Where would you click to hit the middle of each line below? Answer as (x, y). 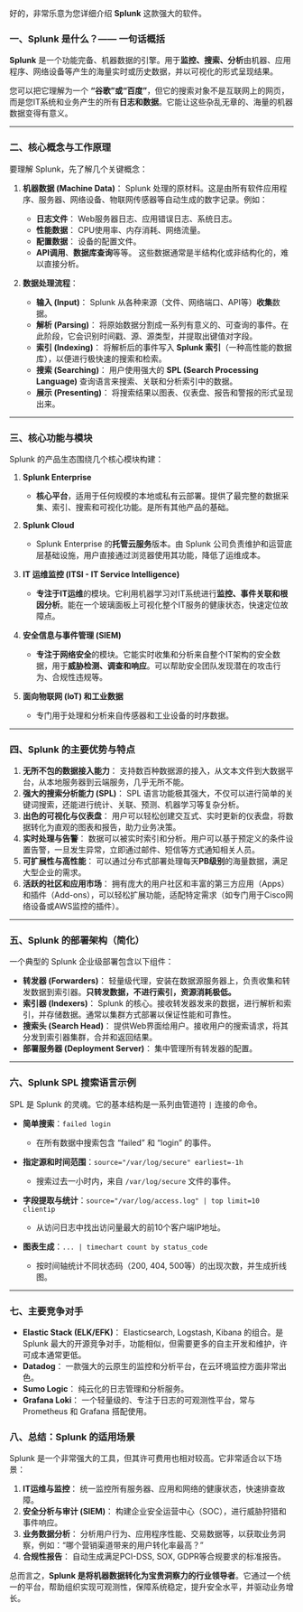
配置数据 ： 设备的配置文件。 (88, 241)
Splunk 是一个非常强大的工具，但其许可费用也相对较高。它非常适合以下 (142, 1458)
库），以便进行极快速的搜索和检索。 (101, 359)
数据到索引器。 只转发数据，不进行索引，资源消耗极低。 (133, 992)
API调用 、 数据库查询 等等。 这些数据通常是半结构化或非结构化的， (158, 252)
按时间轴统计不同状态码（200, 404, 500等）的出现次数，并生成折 (157, 1265)
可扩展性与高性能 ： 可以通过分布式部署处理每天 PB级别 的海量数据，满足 (155, 862)
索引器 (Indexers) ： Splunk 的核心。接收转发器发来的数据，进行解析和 (153, 1003)
